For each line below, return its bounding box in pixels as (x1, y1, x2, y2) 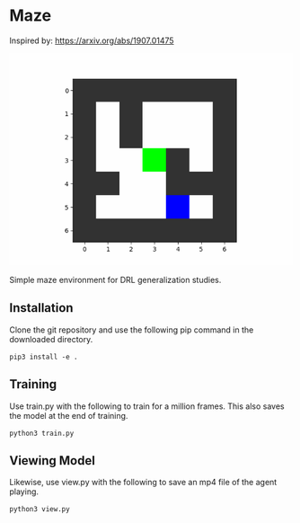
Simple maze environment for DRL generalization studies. (9, 274, 222, 285)
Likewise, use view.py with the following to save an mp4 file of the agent (9, 477, 278, 488)
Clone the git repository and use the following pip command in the (9, 324, 254, 335)
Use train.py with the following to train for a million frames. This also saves (9, 401, 285, 412)
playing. (9, 486, 39, 497)
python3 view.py (9, 505, 70, 514)
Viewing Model (9, 453, 96, 468)
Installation (9, 300, 74, 315)
